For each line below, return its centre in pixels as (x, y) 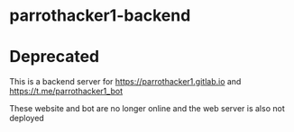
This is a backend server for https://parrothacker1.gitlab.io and (125, 82)
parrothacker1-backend (100, 16)
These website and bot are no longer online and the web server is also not (147, 109)
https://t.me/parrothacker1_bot (66, 92)
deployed (27, 119)
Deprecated (55, 57)
